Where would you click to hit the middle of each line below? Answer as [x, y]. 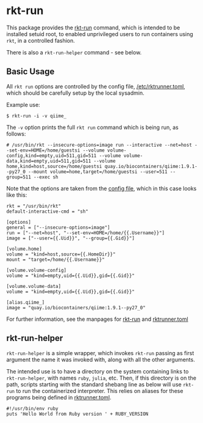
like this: [17, 195]
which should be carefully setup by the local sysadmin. [75, 93]
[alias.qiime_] [26, 302]
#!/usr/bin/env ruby [33, 408]
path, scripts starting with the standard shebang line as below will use [94, 384]
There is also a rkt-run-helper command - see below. [74, 52]
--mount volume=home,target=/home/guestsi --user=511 [98, 172]
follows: [16, 134]
